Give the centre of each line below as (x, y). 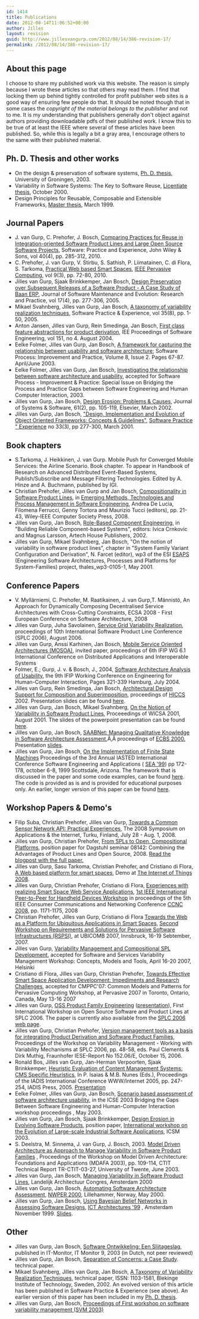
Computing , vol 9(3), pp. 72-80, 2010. (61, 275)
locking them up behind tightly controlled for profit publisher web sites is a (97, 96)
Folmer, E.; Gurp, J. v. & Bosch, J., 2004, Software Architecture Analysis (103, 669)
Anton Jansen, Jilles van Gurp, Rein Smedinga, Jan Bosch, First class (99, 326)
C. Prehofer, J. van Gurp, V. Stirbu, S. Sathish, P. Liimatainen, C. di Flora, (103, 262)
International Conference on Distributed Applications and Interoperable (102, 656)
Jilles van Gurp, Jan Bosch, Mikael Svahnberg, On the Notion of (93, 707)
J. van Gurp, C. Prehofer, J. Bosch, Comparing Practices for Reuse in (99, 238)
